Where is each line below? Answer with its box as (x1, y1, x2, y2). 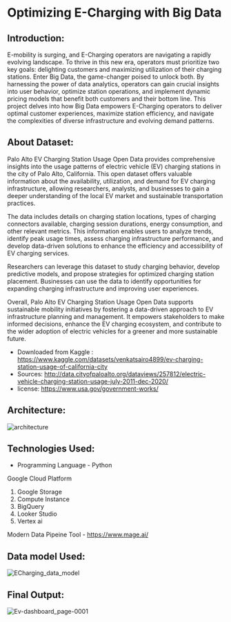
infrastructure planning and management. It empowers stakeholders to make (7, 312, 225, 320)
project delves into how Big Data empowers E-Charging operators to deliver (7, 102, 223, 110)
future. (7, 334, 26, 342)
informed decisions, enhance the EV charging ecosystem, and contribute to (7, 320, 222, 328)
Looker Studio (17, 509, 57, 518)
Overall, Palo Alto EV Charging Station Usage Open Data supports (7, 298, 194, 306)
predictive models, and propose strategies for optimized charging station (7, 269, 214, 278)
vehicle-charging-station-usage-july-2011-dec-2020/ (17, 377, 169, 385)
